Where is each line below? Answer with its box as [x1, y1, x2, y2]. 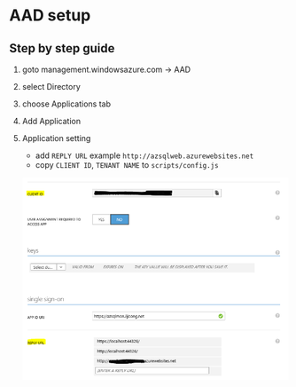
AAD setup [9, 5, 91, 26]
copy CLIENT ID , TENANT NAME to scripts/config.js [35, 160, 219, 170]
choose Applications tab [21, 99, 111, 109]
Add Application [21, 116, 82, 126]
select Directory [21, 82, 82, 91]
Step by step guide [9, 41, 115, 56]
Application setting [21, 133, 91, 143]
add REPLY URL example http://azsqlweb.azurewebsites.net [35, 150, 254, 161]
